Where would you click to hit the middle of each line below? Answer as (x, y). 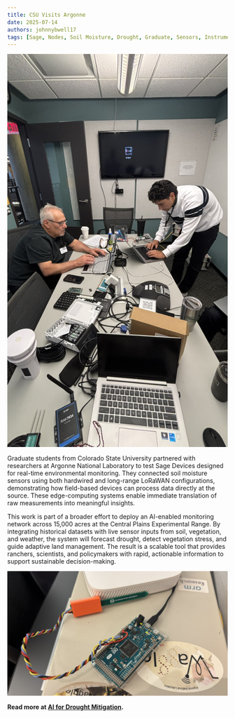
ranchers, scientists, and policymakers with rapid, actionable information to (115, 554)
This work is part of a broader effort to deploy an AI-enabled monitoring (111, 517)
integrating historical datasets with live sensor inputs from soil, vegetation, (114, 532)
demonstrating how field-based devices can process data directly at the (111, 488)
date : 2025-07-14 (33, 22)
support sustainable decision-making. (62, 561)
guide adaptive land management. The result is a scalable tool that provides (116, 547)
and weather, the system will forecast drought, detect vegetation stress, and (117, 539)
